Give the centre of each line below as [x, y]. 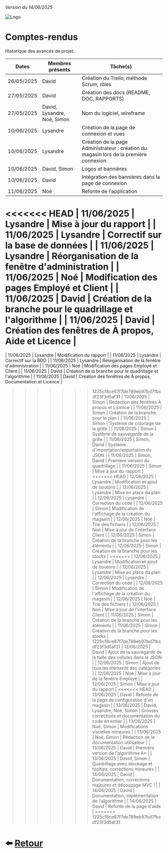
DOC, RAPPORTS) [103, 99]
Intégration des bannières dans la [121, 177]
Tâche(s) [121, 66]
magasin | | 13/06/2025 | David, [125, 705]
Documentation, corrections [121, 779]
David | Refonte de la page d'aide [126, 806]
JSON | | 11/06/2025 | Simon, [122, 455]
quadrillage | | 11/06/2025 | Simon [127, 466]
